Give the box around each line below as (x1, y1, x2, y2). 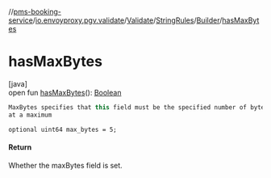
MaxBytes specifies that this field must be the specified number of (8, 103, 248, 112)
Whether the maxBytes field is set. (8, 160, 123, 170)
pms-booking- (13, 7, 62, 16)
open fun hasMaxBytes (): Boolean (8, 87, 122, 97)
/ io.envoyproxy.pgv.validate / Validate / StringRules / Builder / (32, 15, 223, 25)
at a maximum (8, 111, 52, 119)
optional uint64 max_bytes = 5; (8, 125, 117, 133)
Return (8, 142, 32, 152)
